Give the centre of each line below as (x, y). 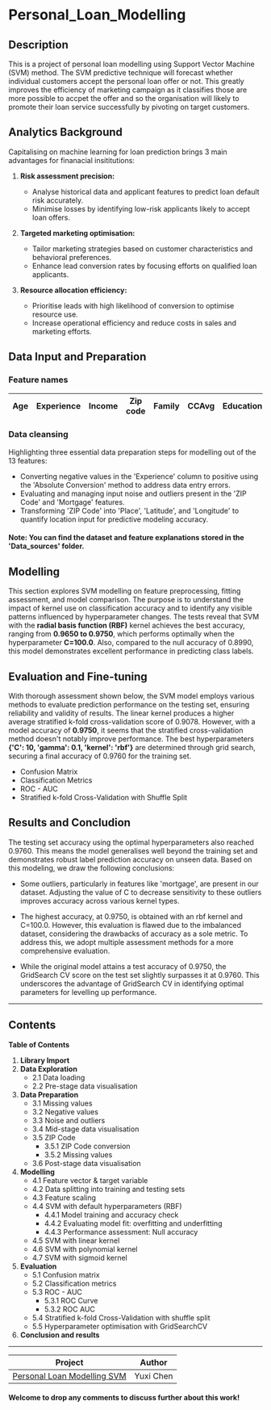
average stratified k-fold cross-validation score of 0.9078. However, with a (132, 722)
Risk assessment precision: (67, 176)
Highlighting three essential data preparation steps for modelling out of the (132, 452)
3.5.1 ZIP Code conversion (87, 1146)
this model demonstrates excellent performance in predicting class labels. (131, 651)
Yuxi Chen (154, 1376)
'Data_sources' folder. (46, 546)
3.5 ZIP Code (54, 1137)
